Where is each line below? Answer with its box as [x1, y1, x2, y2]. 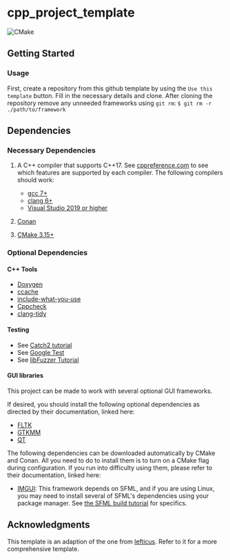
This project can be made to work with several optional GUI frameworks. [7, 387, 213, 395]
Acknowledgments [7, 519, 91, 531]
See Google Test [17, 348, 65, 356]
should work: [17, 176, 54, 184]
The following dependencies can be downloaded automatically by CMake [7, 449, 216, 457]
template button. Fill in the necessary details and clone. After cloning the [7, 91, 213, 99]
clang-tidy [17, 309, 47, 318]
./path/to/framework [7, 106, 67, 113]
